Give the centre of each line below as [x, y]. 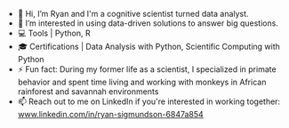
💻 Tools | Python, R [54, 33]
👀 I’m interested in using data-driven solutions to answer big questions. [148, 23]
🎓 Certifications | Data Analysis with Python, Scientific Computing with [149, 46]
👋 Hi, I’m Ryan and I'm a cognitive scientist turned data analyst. [133, 14]
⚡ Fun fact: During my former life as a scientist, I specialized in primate [147, 69]
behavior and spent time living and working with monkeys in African [142, 82]
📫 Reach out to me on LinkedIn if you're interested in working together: [149, 101]
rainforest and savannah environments [88, 92]
